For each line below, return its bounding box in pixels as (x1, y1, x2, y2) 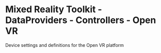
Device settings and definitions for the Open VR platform (5, 42, 124, 48)
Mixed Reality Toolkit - (5, 4, 102, 15)
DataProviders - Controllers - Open (5, 14, 156, 26)
